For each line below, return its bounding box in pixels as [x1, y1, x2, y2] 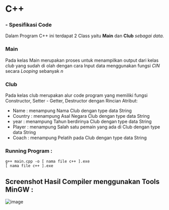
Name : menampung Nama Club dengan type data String [12, 108, 132, 114]
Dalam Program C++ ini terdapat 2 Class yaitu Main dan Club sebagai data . [5, 33, 164, 39]
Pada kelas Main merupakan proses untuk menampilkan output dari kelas [5, 57, 159, 63]
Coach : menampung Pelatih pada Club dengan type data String [12, 135, 147, 141]
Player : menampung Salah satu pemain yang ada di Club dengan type [12, 124, 160, 130]
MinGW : [5, 185, 34, 194]
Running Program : [5, 147, 52, 154]
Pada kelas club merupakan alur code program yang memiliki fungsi [5, 92, 148, 98]
